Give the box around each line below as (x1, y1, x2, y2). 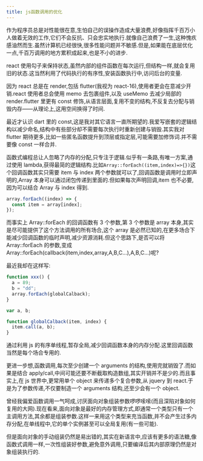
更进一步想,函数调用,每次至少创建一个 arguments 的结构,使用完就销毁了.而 (6, 362, 191, 370)
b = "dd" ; (12, 285, 36, 291)
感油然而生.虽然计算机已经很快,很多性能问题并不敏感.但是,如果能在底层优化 (6, 41, 193, 48)
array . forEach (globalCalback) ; (12, 291, 91, 297)
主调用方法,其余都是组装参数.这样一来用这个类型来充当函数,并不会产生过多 (6, 413, 192, 420)
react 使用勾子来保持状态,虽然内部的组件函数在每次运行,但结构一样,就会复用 (6, 62, 195, 69)
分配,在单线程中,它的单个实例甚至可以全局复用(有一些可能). (11, 420, 159, 428)
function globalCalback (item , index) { (6, 319, 107, 325)
